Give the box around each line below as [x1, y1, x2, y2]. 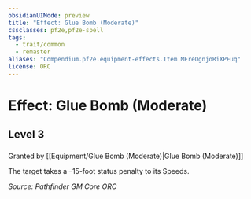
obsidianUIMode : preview [8, 11, 90, 20]
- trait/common [15, 41, 65, 49]
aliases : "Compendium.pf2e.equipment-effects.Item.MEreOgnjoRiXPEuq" [8, 56, 242, 64]
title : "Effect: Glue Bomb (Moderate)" [8, 19, 139, 27]
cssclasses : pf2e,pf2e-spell [8, 26, 104, 34]
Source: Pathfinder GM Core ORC [8, 182, 117, 191]
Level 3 [8, 127, 45, 142]
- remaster [15, 48, 51, 56]
